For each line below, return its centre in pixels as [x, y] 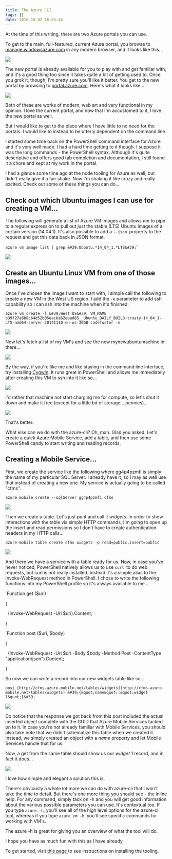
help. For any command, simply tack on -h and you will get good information [86, 799]
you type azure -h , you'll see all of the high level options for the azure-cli [83, 810]
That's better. [20, 422]
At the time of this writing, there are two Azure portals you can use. [76, 34]
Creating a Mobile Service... [51, 460]
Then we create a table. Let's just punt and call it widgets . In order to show [84, 516]
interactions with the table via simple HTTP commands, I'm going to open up [86, 522]
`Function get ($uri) [26, 593]
